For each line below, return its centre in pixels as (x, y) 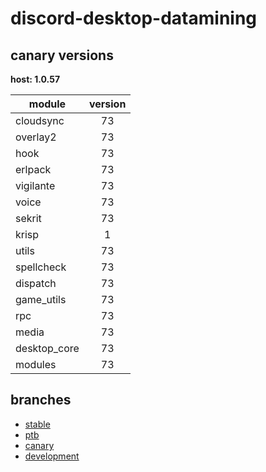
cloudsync (40, 120)
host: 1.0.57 (35, 79)
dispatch (36, 283)
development (52, 456)
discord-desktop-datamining (134, 18)
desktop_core (47, 348)
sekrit (28, 218)
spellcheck (41, 267)
